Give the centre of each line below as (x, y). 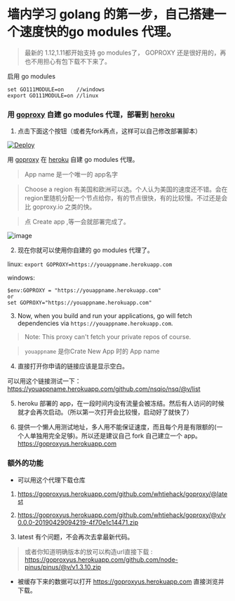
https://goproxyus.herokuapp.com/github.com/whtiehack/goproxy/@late (122, 494)
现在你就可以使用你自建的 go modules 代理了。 (86, 250)
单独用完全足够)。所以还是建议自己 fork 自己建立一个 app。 (116, 436)
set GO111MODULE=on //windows (56, 89)
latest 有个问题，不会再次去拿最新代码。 (75, 537)
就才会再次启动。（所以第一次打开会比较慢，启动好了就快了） (105, 412)
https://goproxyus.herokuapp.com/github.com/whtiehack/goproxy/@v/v (121, 515)
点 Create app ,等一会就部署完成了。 (77, 222)
